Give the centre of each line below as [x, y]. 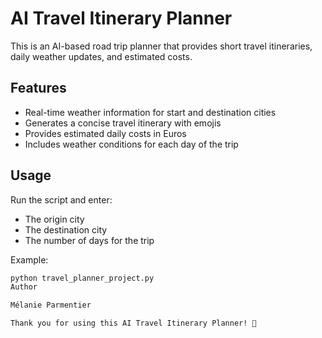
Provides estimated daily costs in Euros [105, 133]
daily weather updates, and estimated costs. [101, 56]
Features [38, 88]
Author [24, 287]
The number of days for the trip [89, 240]
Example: [29, 259]
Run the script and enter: [61, 199]
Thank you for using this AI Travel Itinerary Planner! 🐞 [133, 323]
